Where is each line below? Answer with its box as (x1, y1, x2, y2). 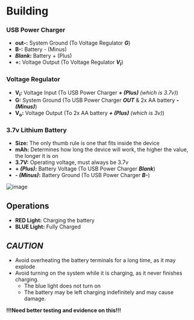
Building (6, 4, 49, 18)
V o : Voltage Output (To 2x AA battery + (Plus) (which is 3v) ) (14, 110, 164, 118)
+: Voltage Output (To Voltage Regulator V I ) (14, 58, 124, 67)
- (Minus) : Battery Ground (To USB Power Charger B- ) (14, 172, 151, 179)
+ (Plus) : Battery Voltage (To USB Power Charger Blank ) (14, 165, 155, 172)
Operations (6, 201, 49, 211)
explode (14, 263, 36, 271)
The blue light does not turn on (23, 282, 101, 290)
